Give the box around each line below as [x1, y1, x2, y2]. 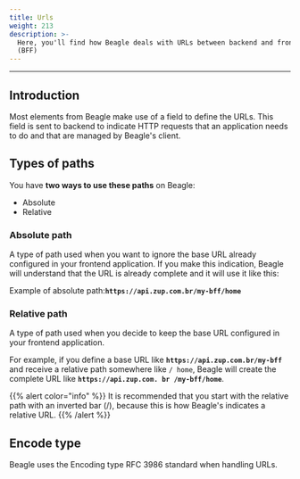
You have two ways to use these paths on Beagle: [9, 179, 196, 190]
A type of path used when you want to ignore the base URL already [9, 249, 257, 260]
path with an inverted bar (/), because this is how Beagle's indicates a [9, 401, 266, 411]
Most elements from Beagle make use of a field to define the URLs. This [9, 111, 274, 121]
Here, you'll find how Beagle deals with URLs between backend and [17, 37, 274, 47]
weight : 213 [9, 21, 54, 30]
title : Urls [9, 12, 54, 22]
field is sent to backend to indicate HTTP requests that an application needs [9, 120, 288, 131]
